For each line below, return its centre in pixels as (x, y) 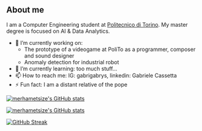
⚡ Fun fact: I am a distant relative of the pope (71, 84)
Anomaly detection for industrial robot (72, 62)
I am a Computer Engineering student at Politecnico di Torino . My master (97, 24)
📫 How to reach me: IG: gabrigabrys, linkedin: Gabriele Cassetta (96, 75)
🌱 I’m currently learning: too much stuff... (66, 69)
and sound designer (49, 55)
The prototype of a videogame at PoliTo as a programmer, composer (110, 49)
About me (25, 10)
